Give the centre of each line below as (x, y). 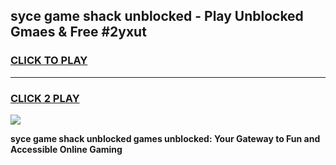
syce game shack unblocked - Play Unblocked (157, 16)
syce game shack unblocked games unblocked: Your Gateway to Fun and (165, 138)
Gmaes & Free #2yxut (78, 32)
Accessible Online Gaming (66, 149)
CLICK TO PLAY (49, 61)
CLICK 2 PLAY (45, 98)
